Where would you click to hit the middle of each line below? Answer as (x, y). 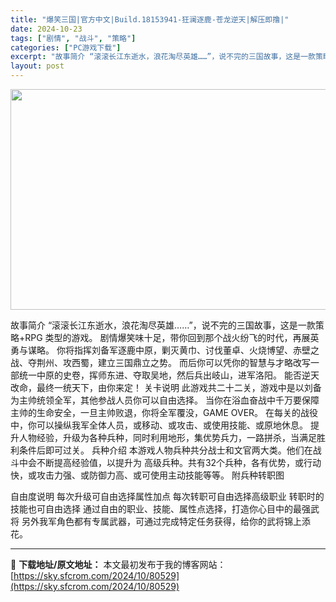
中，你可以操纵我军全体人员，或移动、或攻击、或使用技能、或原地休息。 (159, 425)
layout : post (37, 66)
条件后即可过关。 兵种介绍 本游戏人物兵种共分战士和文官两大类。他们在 (165, 450)
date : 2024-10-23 (46, 29)
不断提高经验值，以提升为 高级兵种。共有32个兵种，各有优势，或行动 (179, 462)
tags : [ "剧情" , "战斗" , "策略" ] (73, 38)
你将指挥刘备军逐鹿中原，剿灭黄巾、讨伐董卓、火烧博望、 (174, 350)
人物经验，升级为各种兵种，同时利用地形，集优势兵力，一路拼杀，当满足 (167, 437)
